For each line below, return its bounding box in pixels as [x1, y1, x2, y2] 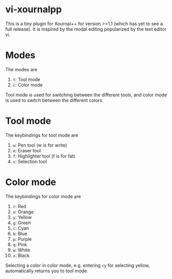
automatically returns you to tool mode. [5, 268, 88, 274]
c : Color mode [12, 82, 43, 88]
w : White [12, 247, 31, 253]
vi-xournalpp [5, 4, 62, 15]
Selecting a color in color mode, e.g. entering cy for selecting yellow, [5, 262, 150, 268]
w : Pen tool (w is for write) [12, 142, 68, 148]
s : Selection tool [12, 158, 47, 165]
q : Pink [12, 241, 27, 247]
